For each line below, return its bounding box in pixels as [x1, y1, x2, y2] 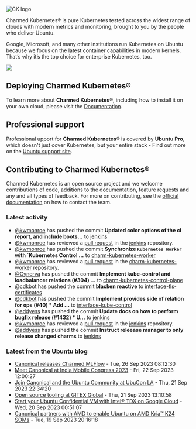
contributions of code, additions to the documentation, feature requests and [6, 186, 189, 193]
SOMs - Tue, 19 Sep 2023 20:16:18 [14, 416, 98, 424]
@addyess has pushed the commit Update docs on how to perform [14, 307, 178, 314]
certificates [14, 289, 42, 296]
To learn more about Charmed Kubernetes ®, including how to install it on [6, 97, 183, 104]
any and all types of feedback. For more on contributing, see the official [6, 193, 179, 200]
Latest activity [6, 214, 48, 222]
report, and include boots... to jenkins [14, 233, 108, 240]
